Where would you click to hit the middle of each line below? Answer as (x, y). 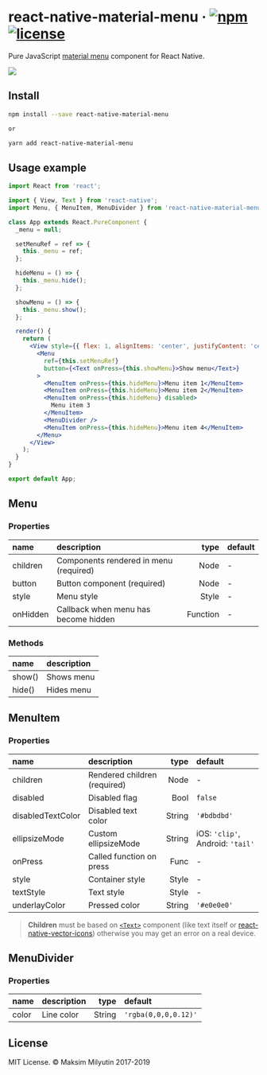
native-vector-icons (60, 933)
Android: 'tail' (225, 843)
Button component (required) (111, 583)
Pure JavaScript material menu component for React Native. (106, 56)
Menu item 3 (70, 406)
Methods (26, 643)
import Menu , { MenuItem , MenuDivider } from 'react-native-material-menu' (136, 208)
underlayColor (39, 905)
